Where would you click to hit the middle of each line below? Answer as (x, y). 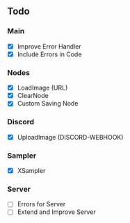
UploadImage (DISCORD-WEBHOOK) (70, 137)
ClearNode (33, 96)
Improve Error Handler (49, 46)
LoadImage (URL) (42, 88)
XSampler (31, 170)
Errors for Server (41, 204)
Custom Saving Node (48, 104)
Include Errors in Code (49, 54)
